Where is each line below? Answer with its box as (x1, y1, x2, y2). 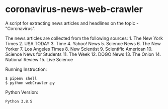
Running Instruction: (5, 66, 47, 72)
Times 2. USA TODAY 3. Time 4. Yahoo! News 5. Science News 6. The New (5, 40, 161, 46)
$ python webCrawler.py (5, 80, 55, 85)
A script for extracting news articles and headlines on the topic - (5, 20, 139, 26)
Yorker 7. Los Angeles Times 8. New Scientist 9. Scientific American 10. (5, 46, 153, 52)
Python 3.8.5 (5, 99, 33, 104)
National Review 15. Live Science (5, 56, 73, 62)
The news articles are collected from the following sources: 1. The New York (5, 35, 163, 41)
